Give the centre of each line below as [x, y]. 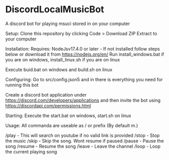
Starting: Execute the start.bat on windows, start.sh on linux [68, 116]
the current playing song [31, 151]
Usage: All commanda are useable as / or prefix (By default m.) [72, 125]
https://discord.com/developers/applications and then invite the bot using [83, 100]
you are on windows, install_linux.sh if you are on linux [63, 59]
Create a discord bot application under [46, 95]
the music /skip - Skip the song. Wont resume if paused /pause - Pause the [85, 141]
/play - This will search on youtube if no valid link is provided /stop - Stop [82, 135]
